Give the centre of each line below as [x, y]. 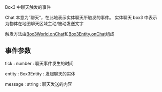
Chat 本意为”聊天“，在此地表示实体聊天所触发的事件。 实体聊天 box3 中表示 [81, 18]
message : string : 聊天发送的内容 [39, 84]
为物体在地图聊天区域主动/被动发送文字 [44, 24]
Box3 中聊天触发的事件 [28, 7]
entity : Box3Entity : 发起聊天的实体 [40, 74]
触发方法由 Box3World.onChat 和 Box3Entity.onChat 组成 [60, 34]
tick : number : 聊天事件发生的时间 [40, 63]
